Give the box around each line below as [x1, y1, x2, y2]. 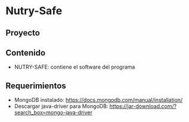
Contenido [5, 47, 46, 57]
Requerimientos [5, 81, 66, 91]
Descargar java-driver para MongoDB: [14, 102, 109, 110]
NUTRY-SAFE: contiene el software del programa [14, 63, 135, 70]
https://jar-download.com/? [109, 102, 177, 110]
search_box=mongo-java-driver [14, 109, 93, 116]
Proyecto [5, 28, 40, 38]
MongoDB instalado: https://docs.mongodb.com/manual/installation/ [14, 97, 183, 104]
